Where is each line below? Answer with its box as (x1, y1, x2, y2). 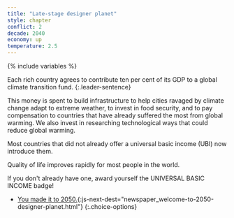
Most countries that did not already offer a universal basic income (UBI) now (7, 140, 227, 147)
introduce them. (7, 147, 53, 155)
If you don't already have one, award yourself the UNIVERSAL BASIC (7, 174, 205, 182)
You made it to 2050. (17, 195, 78, 203)
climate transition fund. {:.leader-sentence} (7, 83, 131, 91)
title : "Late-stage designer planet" (7, 10, 117, 17)
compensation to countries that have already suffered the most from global (7, 111, 224, 119)
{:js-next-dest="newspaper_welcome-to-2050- (77, 195, 214, 203)
